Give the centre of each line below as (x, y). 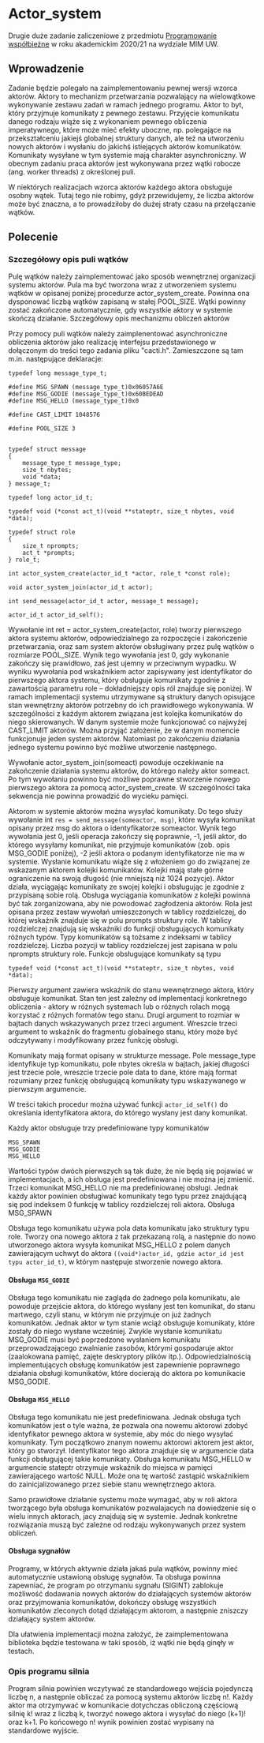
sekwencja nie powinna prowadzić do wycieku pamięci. (99, 796)
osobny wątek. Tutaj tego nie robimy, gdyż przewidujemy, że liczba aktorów (131, 195)
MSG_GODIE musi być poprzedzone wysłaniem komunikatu (104, 1340)
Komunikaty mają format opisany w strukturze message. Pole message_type (132, 1055)
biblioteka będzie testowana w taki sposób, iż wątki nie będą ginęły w (121, 1643)
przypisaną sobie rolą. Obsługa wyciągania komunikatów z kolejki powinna (129, 895)
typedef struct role (42, 532)
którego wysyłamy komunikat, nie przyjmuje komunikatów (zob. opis (119, 845)
